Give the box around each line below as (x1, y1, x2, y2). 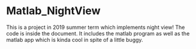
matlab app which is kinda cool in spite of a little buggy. (6, 36, 143, 43)
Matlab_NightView (6, 4, 101, 18)
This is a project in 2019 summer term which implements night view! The (6, 24, 185, 31)
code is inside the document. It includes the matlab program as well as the (6, 30, 190, 37)
